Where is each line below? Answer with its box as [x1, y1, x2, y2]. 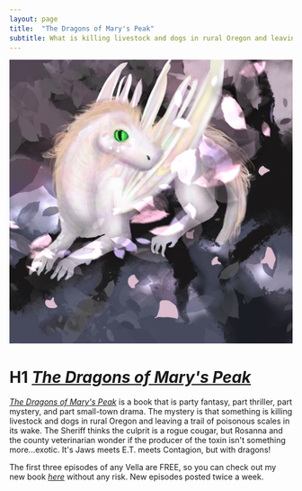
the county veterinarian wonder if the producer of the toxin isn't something [9, 435, 286, 446]
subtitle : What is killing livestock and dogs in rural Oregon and [9, 33, 268, 42]
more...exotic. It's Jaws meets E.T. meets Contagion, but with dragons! [9, 444, 271, 455]
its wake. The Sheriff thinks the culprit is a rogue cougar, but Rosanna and [9, 425, 283, 436]
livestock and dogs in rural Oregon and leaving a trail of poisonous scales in [9, 415, 290, 427]
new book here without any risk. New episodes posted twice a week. [9, 471, 264, 482]
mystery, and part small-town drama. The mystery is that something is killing [9, 406, 293, 417]
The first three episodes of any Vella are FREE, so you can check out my [9, 462, 277, 473]
